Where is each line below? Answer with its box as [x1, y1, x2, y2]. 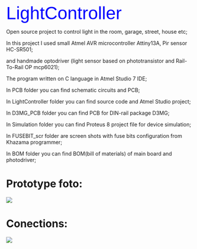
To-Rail [6, 64, 24, 70]
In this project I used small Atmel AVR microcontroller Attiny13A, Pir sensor [6, 40, 188, 47]
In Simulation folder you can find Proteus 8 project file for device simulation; [6, 121, 191, 128]
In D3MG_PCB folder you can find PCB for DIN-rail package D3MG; [6, 109, 170, 117]
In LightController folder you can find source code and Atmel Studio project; [6, 98, 191, 105]
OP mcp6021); [24, 64, 60, 70]
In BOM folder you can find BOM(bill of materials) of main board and [6, 150, 173, 157]
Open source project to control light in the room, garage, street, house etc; [6, 28, 188, 35]
